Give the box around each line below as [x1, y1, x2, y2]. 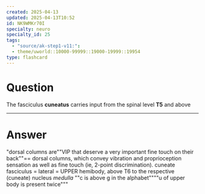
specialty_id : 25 [6, 32, 51, 38]
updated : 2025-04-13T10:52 [6, 15, 75, 21]
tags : [6, 37, 20, 43]
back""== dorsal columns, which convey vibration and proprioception [6, 154, 182, 162]
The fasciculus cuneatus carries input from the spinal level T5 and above [6, 101, 191, 108]
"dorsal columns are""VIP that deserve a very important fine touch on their [6, 148, 194, 156]
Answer [6, 128, 47, 142]
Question [6, 81, 54, 95]
